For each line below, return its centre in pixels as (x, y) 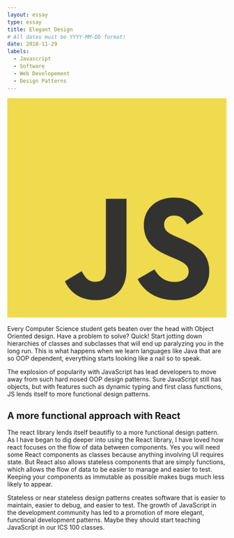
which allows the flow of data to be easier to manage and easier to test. (110, 470)
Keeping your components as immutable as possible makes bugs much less (116, 477)
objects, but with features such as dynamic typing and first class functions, (115, 386)
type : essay (24, 22)
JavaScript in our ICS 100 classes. (56, 528)
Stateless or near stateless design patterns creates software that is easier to (117, 498)
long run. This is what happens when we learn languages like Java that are (114, 351)
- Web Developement (42, 73)
